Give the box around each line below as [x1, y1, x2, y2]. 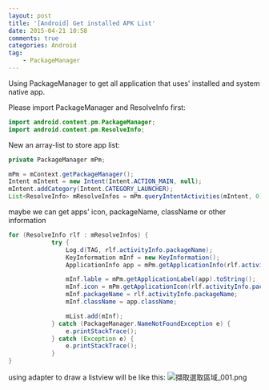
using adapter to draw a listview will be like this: [8, 372, 166, 382]
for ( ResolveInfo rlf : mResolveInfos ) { [8, 231, 149, 239]
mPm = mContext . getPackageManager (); [8, 170, 134, 178]
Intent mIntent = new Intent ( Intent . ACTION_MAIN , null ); [8, 177, 203, 185]
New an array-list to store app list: [8, 140, 120, 149]
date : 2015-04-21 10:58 [8, 26, 88, 35]
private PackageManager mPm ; [8, 156, 106, 164]
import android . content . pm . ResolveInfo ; [8, 125, 146, 133]
